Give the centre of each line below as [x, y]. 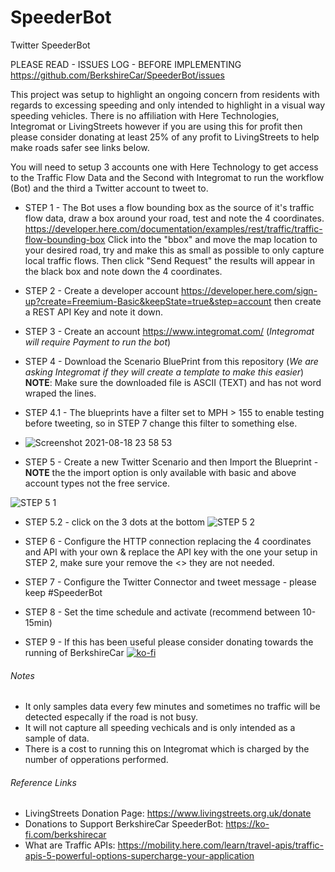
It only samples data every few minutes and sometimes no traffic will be [172, 707]
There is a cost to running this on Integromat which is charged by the [167, 749]
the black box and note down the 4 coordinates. [123, 271]
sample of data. [57, 738]
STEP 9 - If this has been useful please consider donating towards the [169, 642]
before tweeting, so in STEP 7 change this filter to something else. [161, 423]
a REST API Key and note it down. [93, 312]
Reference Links [43, 782]
